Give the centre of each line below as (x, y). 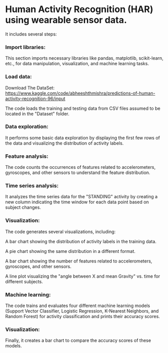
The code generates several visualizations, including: (61, 232)
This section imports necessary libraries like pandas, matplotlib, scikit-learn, (85, 58)
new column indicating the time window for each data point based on (77, 202)
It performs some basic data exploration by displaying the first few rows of (83, 138)
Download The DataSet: (30, 87)
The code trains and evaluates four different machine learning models (78, 306)
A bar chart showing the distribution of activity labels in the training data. (81, 241)
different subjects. (24, 281)
